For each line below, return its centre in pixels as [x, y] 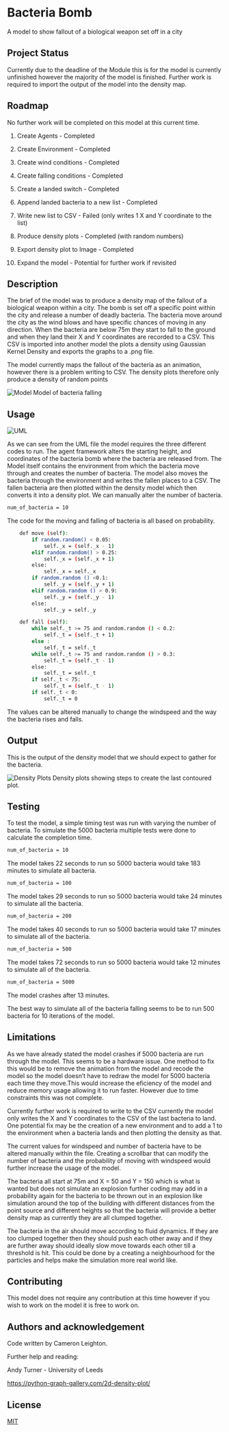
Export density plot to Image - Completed [76, 249]
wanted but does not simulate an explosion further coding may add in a [107, 1189]
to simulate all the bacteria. [45, 904]
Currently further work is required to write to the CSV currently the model [110, 1111]
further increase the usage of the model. [64, 1168]
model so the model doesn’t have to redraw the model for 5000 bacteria [109, 1075]
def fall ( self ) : [44, 622]
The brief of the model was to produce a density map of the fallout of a [107, 300]
